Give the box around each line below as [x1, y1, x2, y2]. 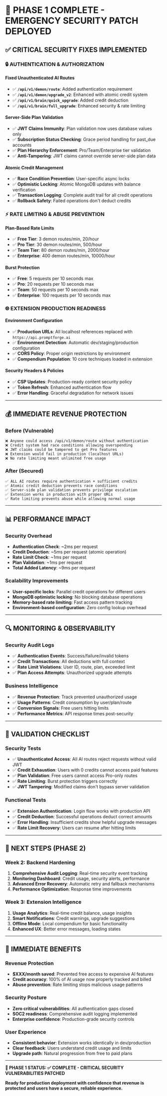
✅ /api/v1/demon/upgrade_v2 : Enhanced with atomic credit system [12, 92, 148, 98]
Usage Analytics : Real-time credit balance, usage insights [12, 910, 132, 916]
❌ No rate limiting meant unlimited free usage [5, 456, 106, 461]
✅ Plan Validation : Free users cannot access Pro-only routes [12, 772, 138, 778]
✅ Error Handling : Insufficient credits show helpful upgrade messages [12, 819, 157, 825]
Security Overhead [5, 533, 52, 540]
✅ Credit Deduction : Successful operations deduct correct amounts [12, 813, 153, 819]
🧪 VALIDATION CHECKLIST [5, 730, 90, 739]
